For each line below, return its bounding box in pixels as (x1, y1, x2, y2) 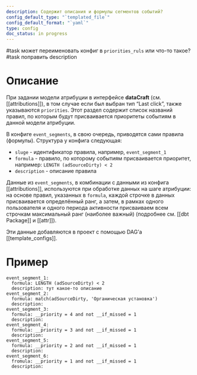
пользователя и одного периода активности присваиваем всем (6, 204, 169, 212)
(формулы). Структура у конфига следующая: (6, 137, 122, 144)
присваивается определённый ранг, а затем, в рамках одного (6, 198, 164, 205)
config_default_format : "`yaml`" (6, 20, 89, 26)
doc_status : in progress (6, 31, 68, 37)
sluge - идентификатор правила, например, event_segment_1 (14, 149, 167, 156)
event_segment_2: (6, 291, 49, 297)
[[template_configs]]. (6, 235, 58, 242)
